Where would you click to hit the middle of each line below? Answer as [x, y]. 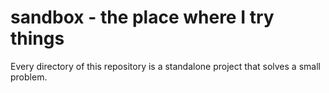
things [37, 38]
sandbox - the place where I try [142, 17]
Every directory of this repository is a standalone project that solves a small [165, 66]
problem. [29, 77]
